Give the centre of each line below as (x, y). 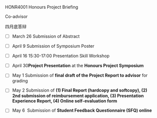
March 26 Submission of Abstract (46, 36)
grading (20, 81)
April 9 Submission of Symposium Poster (53, 46)
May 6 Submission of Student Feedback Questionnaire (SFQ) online (82, 110)
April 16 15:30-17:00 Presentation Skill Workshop (61, 56)
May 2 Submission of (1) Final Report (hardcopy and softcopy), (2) (80, 90)
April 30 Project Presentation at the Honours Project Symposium (78, 66)
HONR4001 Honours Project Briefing (42, 7)
